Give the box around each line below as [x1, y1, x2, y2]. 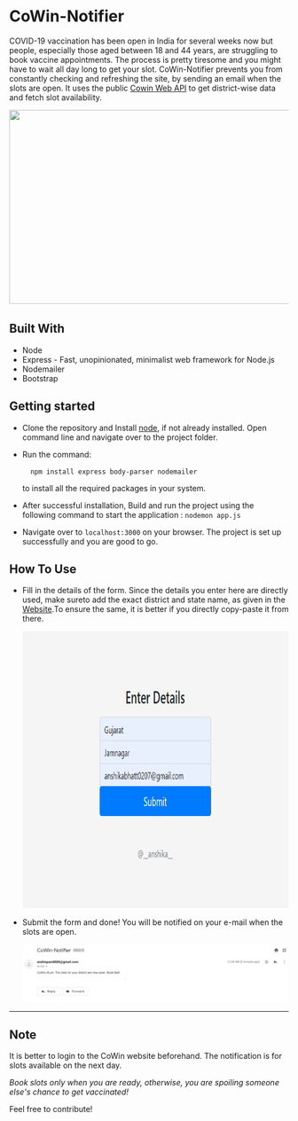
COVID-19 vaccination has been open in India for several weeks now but [9, 35, 273, 46]
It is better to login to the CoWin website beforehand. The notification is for [9, 1051, 282, 1062]
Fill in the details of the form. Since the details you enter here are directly [21, 585, 288, 596]
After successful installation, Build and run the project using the [21, 499, 255, 511]
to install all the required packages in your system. [21, 482, 207, 493]
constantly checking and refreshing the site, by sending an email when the [9, 73, 282, 83]
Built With [9, 321, 65, 336]
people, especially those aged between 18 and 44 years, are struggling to [9, 44, 278, 55]
